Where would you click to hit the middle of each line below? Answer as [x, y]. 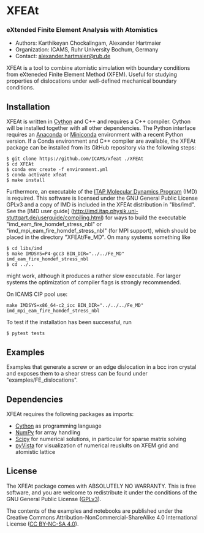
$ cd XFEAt [20, 164]
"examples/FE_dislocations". [42, 380]
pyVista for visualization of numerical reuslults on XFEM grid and [97, 445]
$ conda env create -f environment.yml [57, 170]
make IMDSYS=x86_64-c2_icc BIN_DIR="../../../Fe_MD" [75, 306]
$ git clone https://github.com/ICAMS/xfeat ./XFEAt [75, 159]
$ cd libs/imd [25, 249]
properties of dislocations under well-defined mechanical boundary [92, 81]
